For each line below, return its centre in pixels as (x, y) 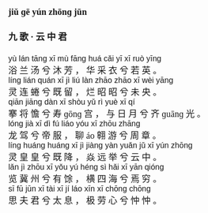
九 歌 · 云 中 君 (38, 37)
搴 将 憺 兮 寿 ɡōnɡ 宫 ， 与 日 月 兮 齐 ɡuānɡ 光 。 (107, 114)
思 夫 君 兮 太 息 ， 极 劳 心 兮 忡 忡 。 (85, 201)
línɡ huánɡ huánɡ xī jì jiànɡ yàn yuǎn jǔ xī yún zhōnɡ (100, 146)
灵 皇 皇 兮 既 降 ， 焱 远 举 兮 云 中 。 (85, 158)
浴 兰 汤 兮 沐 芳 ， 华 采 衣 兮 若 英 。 (85, 71)
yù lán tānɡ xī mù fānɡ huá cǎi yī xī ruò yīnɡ (85, 59)
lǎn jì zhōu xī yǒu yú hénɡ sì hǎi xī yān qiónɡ (86, 167)
